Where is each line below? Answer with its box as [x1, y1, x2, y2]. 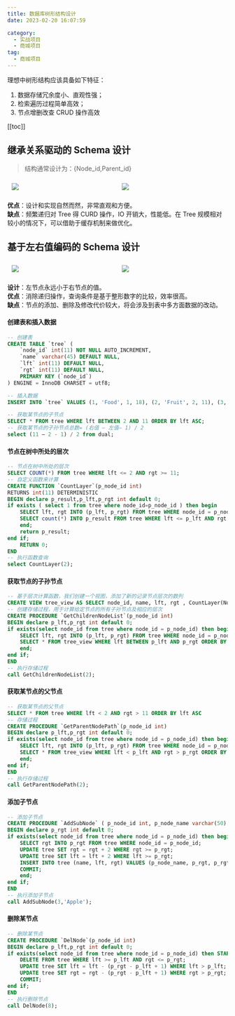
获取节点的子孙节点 [7, 577, 63, 585]
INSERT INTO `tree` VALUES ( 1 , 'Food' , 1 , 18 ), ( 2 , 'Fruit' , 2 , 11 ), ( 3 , [7, 399, 227, 406]
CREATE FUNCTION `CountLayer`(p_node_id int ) [7, 482, 142, 490]
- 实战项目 [13, 36, 41, 43]
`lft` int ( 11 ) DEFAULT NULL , [20, 360, 105, 367]
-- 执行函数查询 [7, 554, 48, 561]
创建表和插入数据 [7, 318, 57, 326]
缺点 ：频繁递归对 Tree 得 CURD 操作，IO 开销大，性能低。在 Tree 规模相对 [7, 210, 222, 218]
